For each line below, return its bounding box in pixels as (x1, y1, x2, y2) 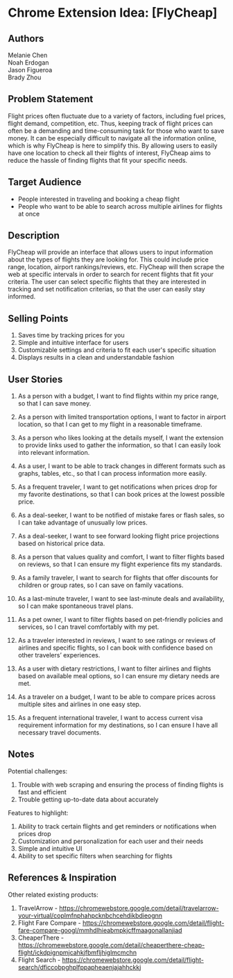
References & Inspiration (8, 872, 117, 884)
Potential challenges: (8, 767, 68, 775)
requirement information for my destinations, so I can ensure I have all (17, 721, 218, 730)
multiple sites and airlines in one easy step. (17, 700, 141, 709)
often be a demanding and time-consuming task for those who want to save (8, 127, 225, 135)
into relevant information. (17, 449, 90, 457)
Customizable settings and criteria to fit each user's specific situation (17, 346, 216, 354)
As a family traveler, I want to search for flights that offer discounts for (17, 574, 218, 582)
